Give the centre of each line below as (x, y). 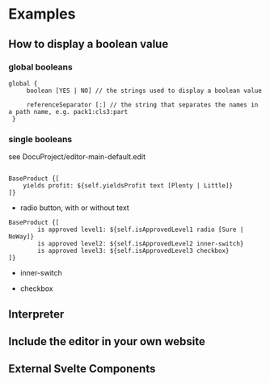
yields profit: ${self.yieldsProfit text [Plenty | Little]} (128, 186)
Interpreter (36, 314)
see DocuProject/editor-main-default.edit (77, 157)
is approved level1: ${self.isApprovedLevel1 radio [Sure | (141, 230)
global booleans (40, 67)
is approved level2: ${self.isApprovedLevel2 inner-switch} (141, 244)
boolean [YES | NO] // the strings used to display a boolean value (144, 90)
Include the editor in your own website (107, 341)
